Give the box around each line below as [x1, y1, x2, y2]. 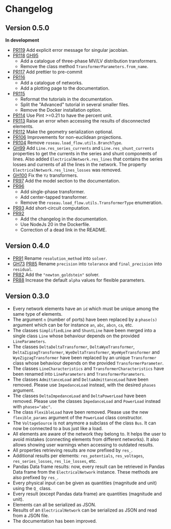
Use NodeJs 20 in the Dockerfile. [20, 221, 91, 227]
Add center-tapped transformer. [20, 194, 88, 200]
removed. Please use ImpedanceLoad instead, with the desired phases [12, 381, 156, 388]
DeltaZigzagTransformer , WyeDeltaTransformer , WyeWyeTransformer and [12, 349, 160, 355]
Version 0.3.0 [5, 292, 50, 300]
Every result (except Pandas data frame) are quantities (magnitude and [12, 491, 162, 497]
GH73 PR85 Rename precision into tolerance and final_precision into [12, 260, 162, 267]
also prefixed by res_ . [12, 474, 59, 480]
